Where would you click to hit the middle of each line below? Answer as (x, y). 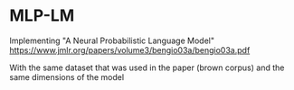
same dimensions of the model (67, 76)
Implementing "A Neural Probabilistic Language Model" (112, 40)
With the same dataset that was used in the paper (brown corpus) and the (147, 67)
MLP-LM (42, 16)
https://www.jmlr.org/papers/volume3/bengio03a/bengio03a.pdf (130, 49)
